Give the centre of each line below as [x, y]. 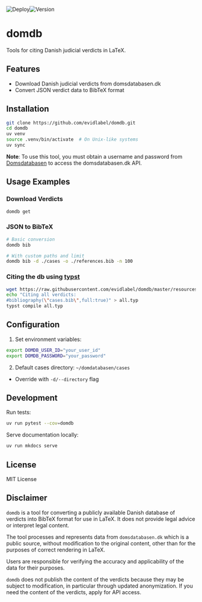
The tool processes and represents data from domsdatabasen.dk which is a [98, 537]
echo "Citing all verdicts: [41, 295]
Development [32, 398]
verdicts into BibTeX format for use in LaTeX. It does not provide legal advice [101, 519]
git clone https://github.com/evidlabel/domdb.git [71, 123]
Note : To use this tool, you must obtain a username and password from [94, 156]
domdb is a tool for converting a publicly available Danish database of [91, 512]
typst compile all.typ [35, 306]
